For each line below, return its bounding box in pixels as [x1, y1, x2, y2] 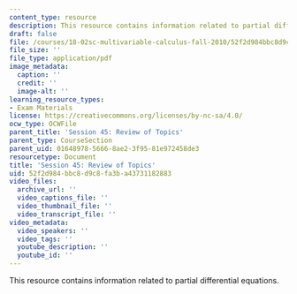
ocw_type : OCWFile [9, 120, 77, 129]
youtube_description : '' [17, 243, 109, 252]
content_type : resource [9, 12, 97, 22]
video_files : [9, 177, 57, 186]
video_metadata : [9, 218, 69, 227]
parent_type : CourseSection [9, 136, 113, 145]
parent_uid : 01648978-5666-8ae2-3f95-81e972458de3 [9, 144, 200, 153]
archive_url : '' [17, 185, 77, 194]
